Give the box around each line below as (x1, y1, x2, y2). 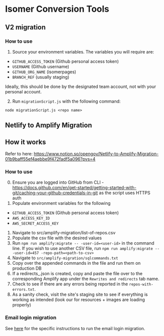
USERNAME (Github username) (12, 63, 70, 69)
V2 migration (5, 23, 46, 31)
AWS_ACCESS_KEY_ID (12, 216, 50, 221)
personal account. (5, 88, 42, 94)
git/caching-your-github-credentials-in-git (12, 190, 98, 196)
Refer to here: (5, 151, 33, 157)
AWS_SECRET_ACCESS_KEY (12, 221, 59, 226)
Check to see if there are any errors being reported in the (12, 281, 128, 287)
